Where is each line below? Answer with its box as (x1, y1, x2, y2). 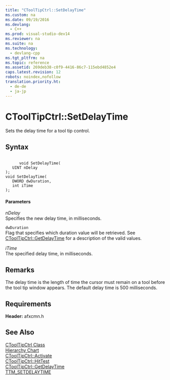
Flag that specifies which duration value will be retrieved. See (5, 230, 136, 236)
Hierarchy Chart (5, 347, 40, 353)
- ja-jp (10, 88, 27, 94)
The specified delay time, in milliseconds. (5, 251, 93, 257)
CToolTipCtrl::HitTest (5, 358, 50, 364)
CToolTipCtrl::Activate (5, 352, 52, 358)
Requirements (5, 299, 51, 308)
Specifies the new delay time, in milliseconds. (5, 215, 102, 221)
